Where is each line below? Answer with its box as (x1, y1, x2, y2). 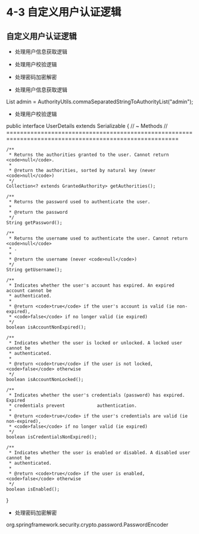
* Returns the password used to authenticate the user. (8, 199, 151, 205)
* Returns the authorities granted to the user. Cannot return (8, 152, 169, 158)
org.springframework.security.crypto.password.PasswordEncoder (6, 521, 169, 528)
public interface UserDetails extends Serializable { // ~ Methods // (6, 122, 168, 129)
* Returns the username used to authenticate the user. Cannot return (8, 235, 188, 241)
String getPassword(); (6, 220, 63, 226)
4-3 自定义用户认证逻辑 (6, 5, 122, 19)
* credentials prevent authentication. (8, 403, 137, 409)
